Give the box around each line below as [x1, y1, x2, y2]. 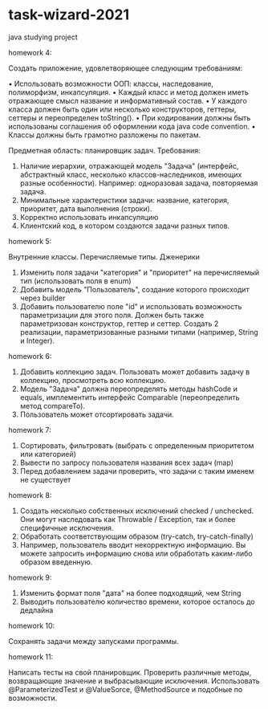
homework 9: [8, 572, 52, 582]
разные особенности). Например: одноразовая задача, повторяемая [19, 178, 258, 188]
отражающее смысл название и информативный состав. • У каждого [8, 96, 247, 105]
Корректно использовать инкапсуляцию [19, 212, 159, 222]
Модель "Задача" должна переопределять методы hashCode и [19, 384, 238, 393]
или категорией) [19, 449, 76, 458]
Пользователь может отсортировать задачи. [19, 410, 174, 419]
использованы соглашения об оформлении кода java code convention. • [8, 121, 256, 131]
